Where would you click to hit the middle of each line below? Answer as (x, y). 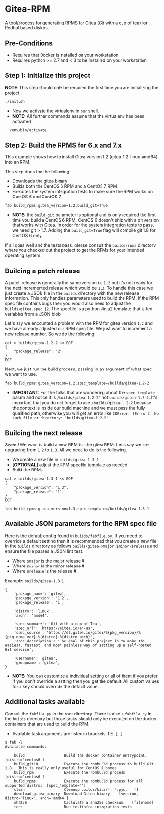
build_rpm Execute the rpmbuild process (70, 772)
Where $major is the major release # (48, 561)
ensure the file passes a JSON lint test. (44, 551)
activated (21, 121)
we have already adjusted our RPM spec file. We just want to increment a (79, 329)
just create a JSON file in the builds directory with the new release (72, 293)
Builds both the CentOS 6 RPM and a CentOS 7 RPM (64, 186)
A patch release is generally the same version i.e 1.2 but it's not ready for (79, 283)
